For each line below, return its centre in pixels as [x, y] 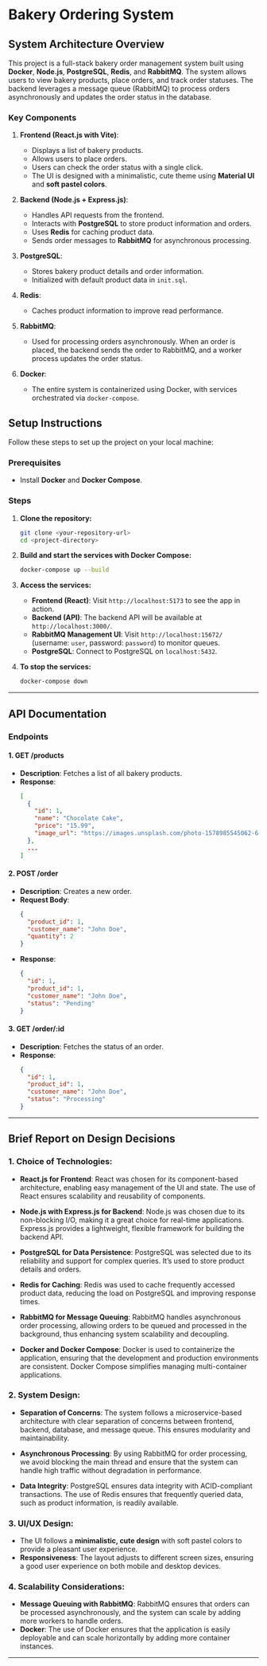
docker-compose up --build [64, 570]
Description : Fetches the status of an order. [92, 1046]
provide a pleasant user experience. [79, 1549]
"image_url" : [56, 833]
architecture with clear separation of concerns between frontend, [127, 1421]
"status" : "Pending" [61, 1003]
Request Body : [44, 900]
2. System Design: [44, 1395]
